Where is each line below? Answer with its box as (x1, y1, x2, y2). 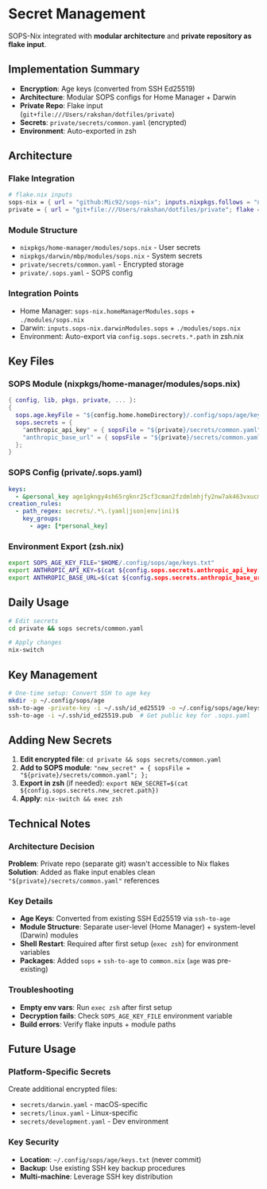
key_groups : (22, 515, 62, 523)
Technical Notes (8, 817, 91, 830)
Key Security (8, 1136, 60, 1148)
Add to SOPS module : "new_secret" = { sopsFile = (19, 763, 191, 773)
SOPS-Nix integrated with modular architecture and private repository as (8, 31, 252, 41)
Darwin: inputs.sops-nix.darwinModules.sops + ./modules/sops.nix (19, 323, 241, 333)
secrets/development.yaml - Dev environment (19, 1117, 169, 1126)
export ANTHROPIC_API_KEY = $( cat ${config (8, 567, 148, 575)
